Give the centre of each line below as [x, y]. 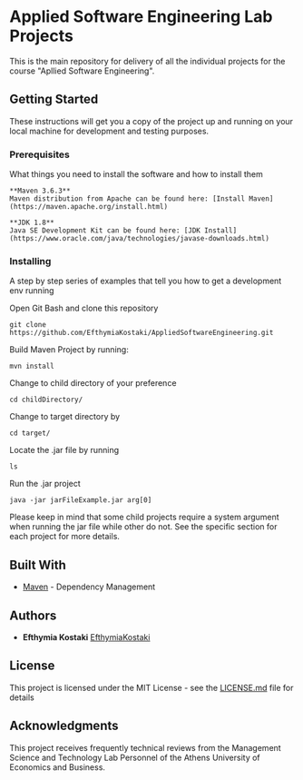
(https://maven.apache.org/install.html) [89, 207]
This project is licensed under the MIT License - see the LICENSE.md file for [151, 687]
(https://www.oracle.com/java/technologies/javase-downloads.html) [140, 239]
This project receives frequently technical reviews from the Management [145, 747]
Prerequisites [39, 154]
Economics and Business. [58, 767]
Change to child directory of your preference [93, 383]
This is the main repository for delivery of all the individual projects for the [147, 61]
